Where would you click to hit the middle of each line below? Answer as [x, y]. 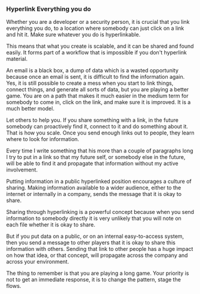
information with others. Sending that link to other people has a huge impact [100, 249]
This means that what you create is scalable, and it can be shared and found [100, 46]
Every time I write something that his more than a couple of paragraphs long [100, 151]
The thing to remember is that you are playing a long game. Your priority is [98, 273]
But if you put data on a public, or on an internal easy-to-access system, [95, 236]
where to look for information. [43, 139]
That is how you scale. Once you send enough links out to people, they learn [100, 133]
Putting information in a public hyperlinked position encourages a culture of [99, 182]
